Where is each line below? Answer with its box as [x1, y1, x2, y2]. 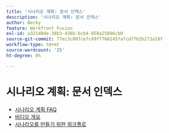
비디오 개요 [14, 113, 41, 120]
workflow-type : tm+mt [6, 42, 60, 48]
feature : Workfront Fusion [6, 25, 73, 31]
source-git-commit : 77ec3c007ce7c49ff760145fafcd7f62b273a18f [6, 36, 163, 42]
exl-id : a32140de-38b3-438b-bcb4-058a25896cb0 [6, 31, 123, 37]
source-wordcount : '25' [6, 47, 65, 53]
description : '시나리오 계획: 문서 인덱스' [6, 14, 102, 20]
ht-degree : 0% [6, 53, 42, 59]
